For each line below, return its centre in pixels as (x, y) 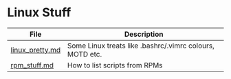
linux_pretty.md (35, 50)
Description (144, 34)
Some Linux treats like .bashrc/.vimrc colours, (141, 46)
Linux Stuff (39, 13)
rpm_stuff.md (32, 65)
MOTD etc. (85, 54)
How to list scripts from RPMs (115, 65)
